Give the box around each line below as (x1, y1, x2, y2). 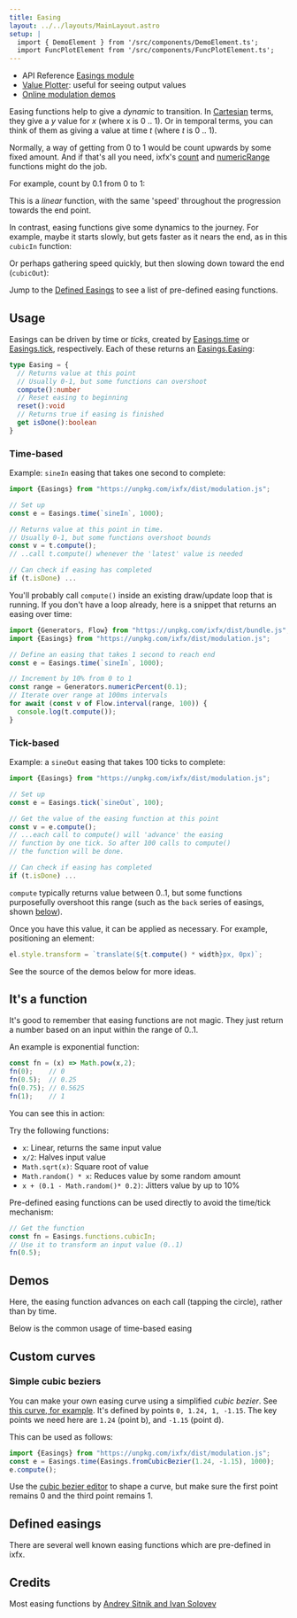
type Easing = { (9, 360, 69, 369)
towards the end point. (9, 205, 91, 215)
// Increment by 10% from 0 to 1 (9, 675, 133, 684)
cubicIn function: (9, 241, 72, 252)
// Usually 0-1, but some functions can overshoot (17, 377, 208, 386)
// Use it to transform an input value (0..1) (9, 1240, 184, 1249)
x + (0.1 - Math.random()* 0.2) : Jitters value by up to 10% (21, 1180, 240, 1191)
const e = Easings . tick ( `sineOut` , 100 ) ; (9, 798, 164, 807)
